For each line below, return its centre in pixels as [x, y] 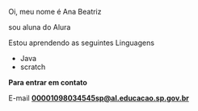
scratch [33, 67]
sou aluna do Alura [40, 27]
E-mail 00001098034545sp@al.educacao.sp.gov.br [99, 98]
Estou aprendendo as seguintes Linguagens [82, 43]
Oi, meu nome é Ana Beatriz [55, 12]
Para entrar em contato [48, 82]
